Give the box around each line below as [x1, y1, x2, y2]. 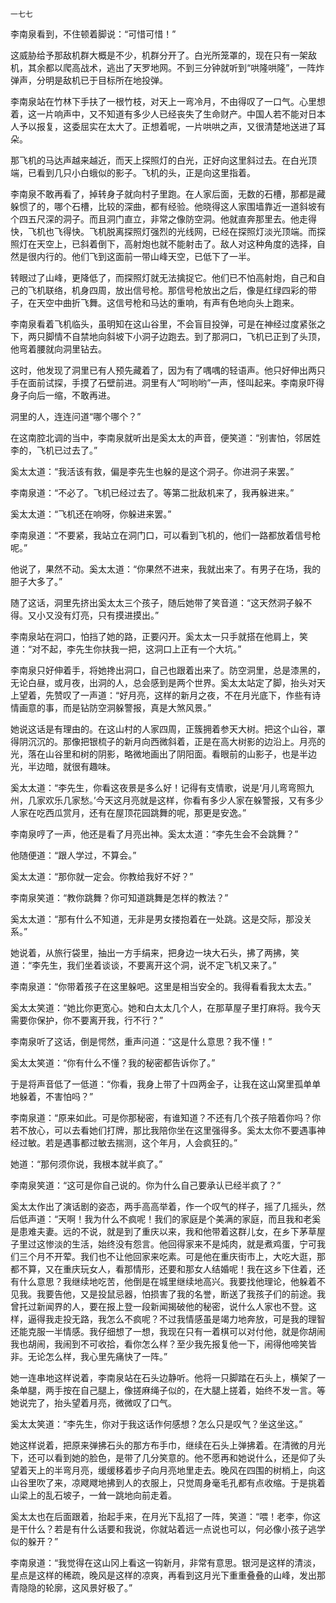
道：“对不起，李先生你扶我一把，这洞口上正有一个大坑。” [10, 643, 242, 655]
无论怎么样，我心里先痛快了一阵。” [27, 1351, 168, 1362]
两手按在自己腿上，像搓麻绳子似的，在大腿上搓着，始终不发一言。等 [44, 1384, 326, 1396]
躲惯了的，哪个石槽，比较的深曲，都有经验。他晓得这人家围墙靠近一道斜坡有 [10, 201, 326, 212]
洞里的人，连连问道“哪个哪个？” [10, 411, 142, 422]
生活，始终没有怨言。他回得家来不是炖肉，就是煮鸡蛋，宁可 [71, 1238, 317, 1250]
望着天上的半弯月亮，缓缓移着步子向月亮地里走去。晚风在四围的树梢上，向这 [10, 1464, 326, 1476]
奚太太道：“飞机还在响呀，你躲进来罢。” [10, 508, 172, 520]
